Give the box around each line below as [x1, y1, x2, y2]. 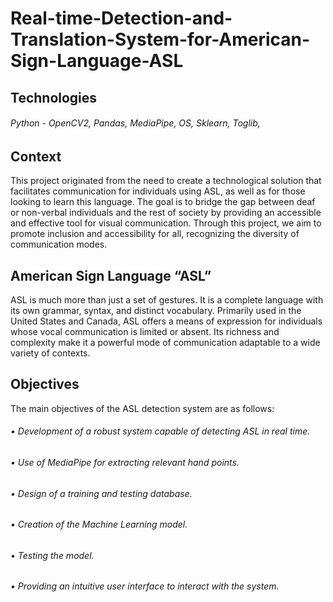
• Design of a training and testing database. [10, 487, 193, 499]
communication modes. [10, 238, 108, 251]
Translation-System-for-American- [10, 28, 311, 51]
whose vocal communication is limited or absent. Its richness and [10, 326, 280, 338]
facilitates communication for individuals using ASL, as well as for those [10, 185, 306, 197]
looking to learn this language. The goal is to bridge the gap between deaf [10, 196, 316, 208]
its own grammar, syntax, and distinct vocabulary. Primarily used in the [10, 305, 302, 317]
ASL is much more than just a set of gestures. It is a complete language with [10, 294, 324, 306]
